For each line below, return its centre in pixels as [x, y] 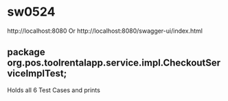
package [26, 52]
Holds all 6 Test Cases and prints [54, 90]
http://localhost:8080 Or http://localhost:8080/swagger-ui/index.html [105, 31]
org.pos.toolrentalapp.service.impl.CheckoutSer [114, 63]
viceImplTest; [37, 73]
